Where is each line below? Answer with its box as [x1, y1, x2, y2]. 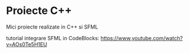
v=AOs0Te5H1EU [6, 41, 48, 48]
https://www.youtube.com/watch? [100, 34, 183, 41]
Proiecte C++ [6, 4, 72, 17]
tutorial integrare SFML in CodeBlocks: [6, 34, 100, 41]
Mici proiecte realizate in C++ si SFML [6, 23, 99, 30]
